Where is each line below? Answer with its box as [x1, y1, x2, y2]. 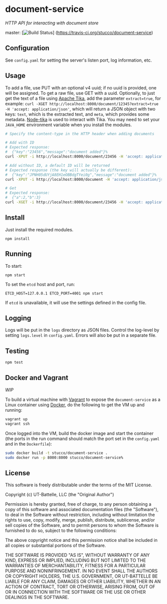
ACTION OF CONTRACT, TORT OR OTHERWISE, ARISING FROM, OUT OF [5, 584, 156, 590]
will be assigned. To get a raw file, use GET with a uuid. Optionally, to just [5, 90, 155, 96]
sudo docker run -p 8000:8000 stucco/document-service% [5, 455, 123, 460]
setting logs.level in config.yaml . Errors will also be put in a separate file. [5, 332, 157, 338]
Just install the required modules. [5, 226, 74, 232]
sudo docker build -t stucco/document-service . [5, 451, 108, 455]
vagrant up [5, 416, 28, 422]
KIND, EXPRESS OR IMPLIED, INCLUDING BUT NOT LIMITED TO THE [5, 557, 146, 563]
